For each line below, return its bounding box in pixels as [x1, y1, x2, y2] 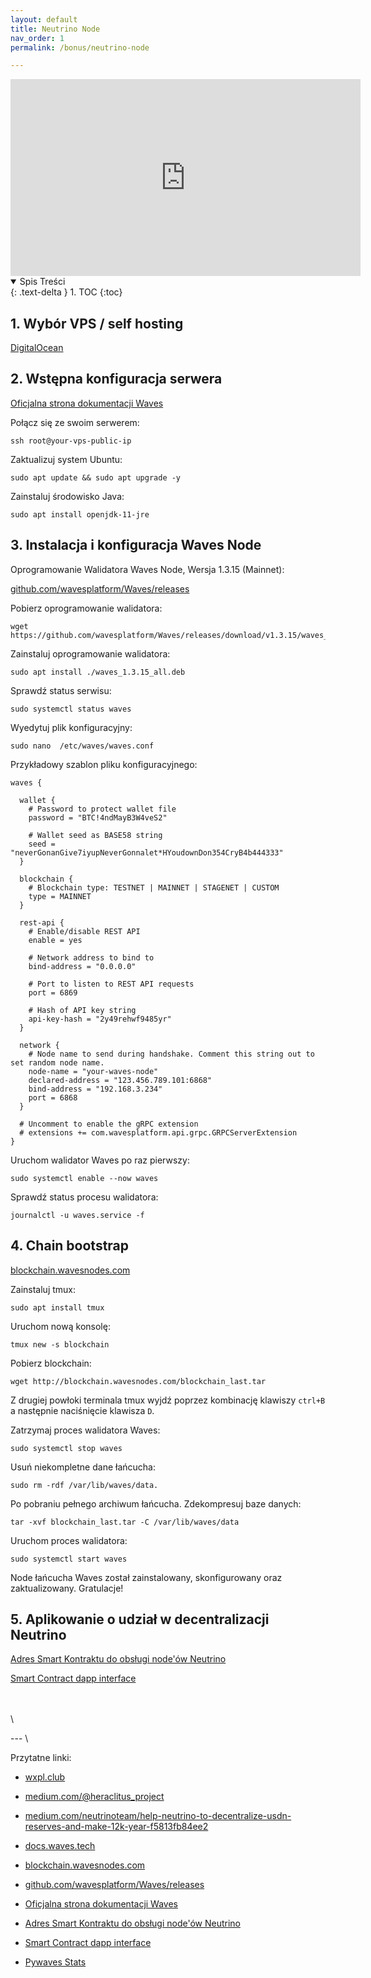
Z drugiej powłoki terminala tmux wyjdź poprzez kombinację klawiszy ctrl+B [10, 1394, 326, 1406]
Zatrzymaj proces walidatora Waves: [10, 1424, 161, 1436]
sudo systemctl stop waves [10, 1443, 123, 1453]
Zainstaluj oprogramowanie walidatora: [10, 647, 171, 660]
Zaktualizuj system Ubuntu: [10, 453, 123, 465]
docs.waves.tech [24, 1840, 96, 1852]
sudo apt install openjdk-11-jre [10, 509, 150, 520]
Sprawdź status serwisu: [10, 684, 112, 696]
